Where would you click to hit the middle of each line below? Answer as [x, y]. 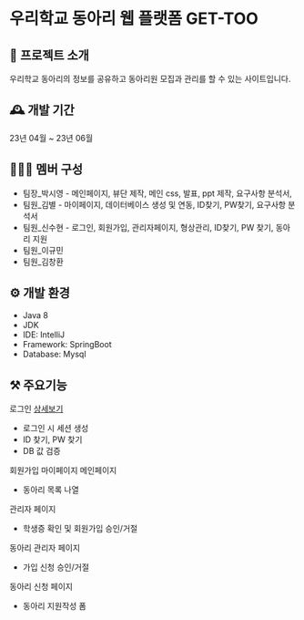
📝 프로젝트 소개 [49, 55]
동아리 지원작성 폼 [54, 606]
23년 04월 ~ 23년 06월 [51, 138]
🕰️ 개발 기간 [42, 110]
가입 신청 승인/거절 [56, 567]
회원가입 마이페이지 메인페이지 [63, 470]
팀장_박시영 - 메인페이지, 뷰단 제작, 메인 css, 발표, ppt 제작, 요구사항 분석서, [157, 193]
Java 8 [35, 315]
